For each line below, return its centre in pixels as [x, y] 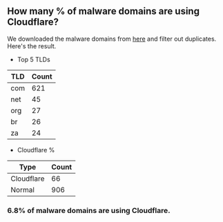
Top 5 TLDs [33, 59]
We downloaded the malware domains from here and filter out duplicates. [112, 39]
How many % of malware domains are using [104, 11]
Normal [22, 190]
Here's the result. [32, 46]
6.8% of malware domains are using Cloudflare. [89, 210]
